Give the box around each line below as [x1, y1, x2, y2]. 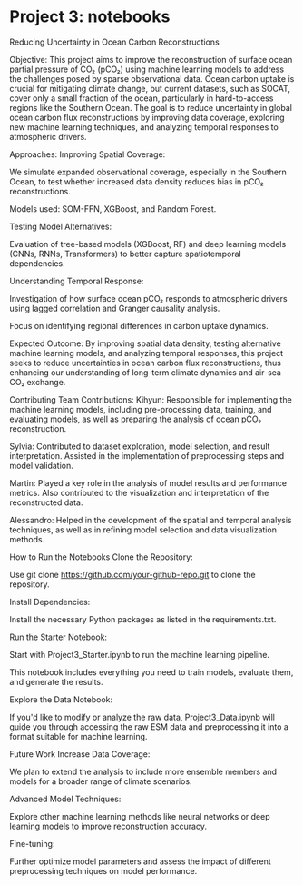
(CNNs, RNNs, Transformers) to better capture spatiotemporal [9, 248, 242, 259]
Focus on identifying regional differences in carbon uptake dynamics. [9, 320, 269, 331]
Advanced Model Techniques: [9, 793, 122, 804]
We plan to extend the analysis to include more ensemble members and [9, 766, 278, 777]
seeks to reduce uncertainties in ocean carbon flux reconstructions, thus [9, 357, 281, 368]
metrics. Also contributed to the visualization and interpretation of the [9, 487, 269, 498]
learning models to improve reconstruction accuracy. [9, 820, 207, 831]
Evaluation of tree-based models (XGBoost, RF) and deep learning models [9, 238, 287, 249]
